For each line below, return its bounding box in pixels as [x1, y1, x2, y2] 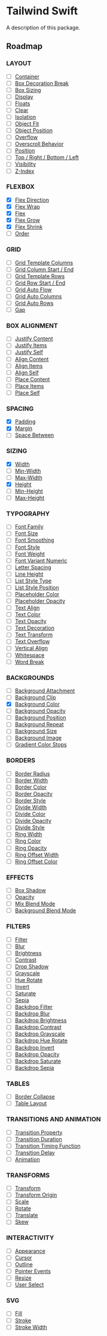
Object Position [14, 127, 53, 134]
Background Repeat [14, 721, 64, 728]
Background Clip [14, 694, 56, 701]
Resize [14, 1274, 32, 1282]
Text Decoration [14, 624, 55, 632]
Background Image [14, 734, 62, 742]
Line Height [14, 570, 44, 578]
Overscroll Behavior [14, 141, 64, 148]
